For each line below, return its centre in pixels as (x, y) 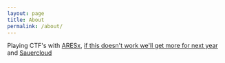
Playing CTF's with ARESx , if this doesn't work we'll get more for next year (112, 46)
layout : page (26, 13)
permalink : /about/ (35, 26)
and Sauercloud (30, 53)
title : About (26, 20)
